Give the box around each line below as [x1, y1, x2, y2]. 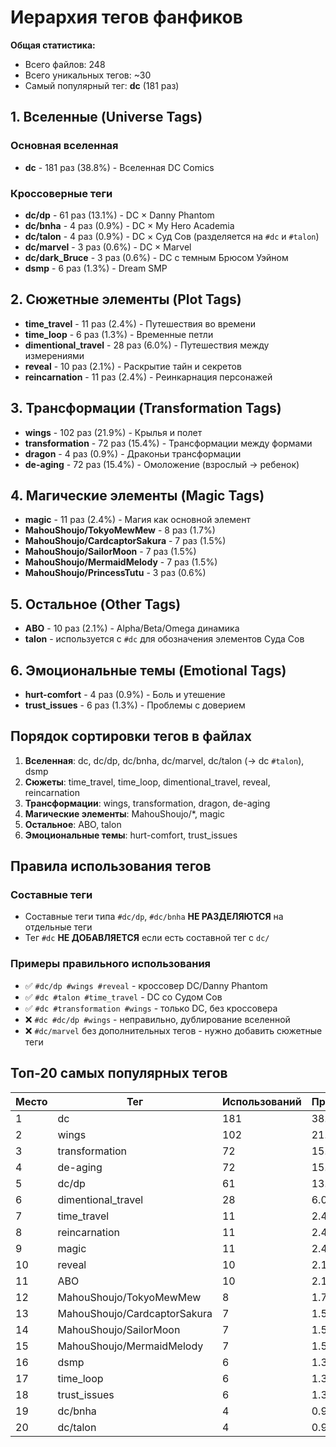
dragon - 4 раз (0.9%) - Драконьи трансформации [24, 447, 242, 460]
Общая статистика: [10, 39, 96, 51]
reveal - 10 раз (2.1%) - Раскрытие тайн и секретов [24, 360, 242, 372]
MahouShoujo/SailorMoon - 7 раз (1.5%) [24, 546, 197, 558]
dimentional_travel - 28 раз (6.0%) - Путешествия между [24, 339, 270, 351]
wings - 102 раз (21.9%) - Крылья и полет [24, 426, 203, 438]
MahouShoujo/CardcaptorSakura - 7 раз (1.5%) [24, 535, 227, 547]
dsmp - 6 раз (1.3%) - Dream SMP [24, 262, 168, 274]
